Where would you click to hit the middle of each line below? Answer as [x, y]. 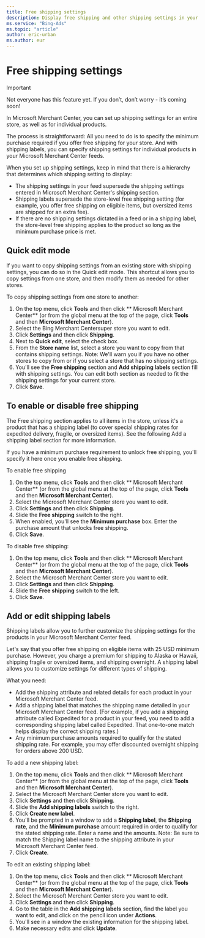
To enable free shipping [36, 470]
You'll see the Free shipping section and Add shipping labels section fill [106, 367]
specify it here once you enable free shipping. [64, 458]
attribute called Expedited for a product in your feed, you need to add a [105, 718]
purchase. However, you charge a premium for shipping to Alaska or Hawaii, [102, 656]
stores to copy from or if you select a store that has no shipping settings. [107, 360]
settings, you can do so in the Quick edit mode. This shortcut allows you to [100, 272]
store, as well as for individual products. [57, 124]
